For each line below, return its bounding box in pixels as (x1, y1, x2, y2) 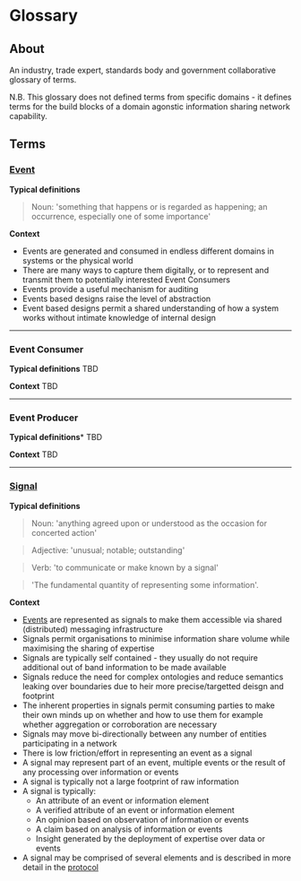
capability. (9, 111, 47, 121)
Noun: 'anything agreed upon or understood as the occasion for (30, 517, 267, 529)
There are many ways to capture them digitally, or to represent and (21, 264, 270, 275)
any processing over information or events (21, 766, 179, 777)
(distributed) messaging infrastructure (21, 624, 163, 635)
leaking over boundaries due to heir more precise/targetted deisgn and (21, 680, 284, 691)
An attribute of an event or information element (35, 795, 210, 806)
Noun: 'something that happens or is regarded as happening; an (30, 201, 268, 212)
